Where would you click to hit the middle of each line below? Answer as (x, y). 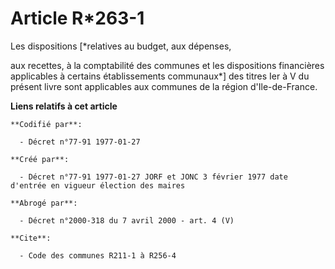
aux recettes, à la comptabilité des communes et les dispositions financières (167, 65)
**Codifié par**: (46, 124)
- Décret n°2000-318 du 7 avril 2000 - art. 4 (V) (127, 220)
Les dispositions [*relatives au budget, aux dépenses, (121, 46)
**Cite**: (31, 238)
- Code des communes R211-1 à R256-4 (98, 255)
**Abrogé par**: (44, 203)
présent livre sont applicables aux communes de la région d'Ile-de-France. (164, 86)
